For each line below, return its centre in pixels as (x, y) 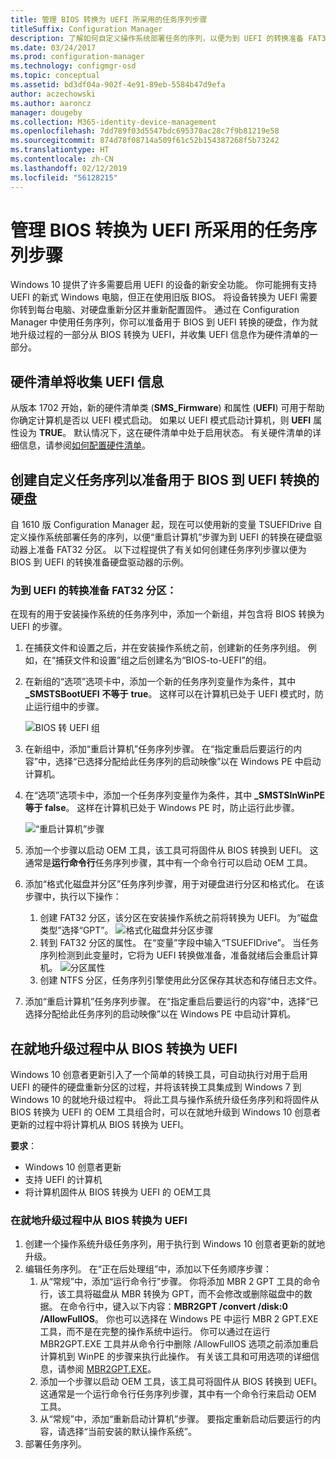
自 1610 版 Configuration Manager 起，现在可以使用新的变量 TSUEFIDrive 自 (166, 525)
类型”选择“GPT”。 (76, 930)
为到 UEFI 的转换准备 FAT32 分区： (93, 590)
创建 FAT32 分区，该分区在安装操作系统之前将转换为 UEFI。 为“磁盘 (179, 918)
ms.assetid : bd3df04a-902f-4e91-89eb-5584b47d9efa (118, 85)
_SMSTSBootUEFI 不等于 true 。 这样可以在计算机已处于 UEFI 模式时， (170, 694)
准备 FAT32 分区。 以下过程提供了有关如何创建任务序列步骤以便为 (171, 550)
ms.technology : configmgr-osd (73, 66)
